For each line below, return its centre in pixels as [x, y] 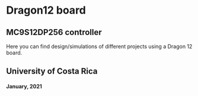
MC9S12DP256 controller [54, 32]
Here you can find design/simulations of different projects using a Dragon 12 [99, 46]
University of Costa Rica [52, 71]
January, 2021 [24, 86]
